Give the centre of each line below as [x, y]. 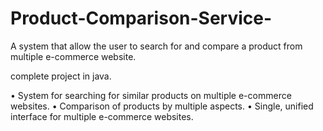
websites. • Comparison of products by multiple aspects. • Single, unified [162, 106]
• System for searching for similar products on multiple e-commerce [151, 95]
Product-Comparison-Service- [141, 18]
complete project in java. [61, 76]
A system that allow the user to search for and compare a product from [156, 46]
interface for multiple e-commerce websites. [102, 116]
